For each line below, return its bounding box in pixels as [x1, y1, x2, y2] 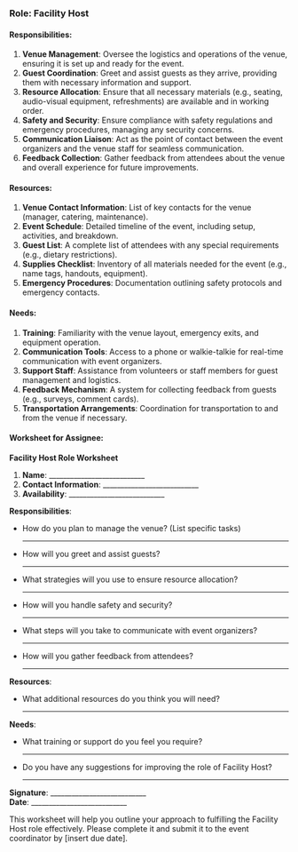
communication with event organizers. [21, 355, 162, 366]
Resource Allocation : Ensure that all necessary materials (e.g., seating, [21, 87, 283, 98]
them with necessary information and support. [21, 77, 192, 88]
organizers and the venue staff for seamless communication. [21, 143, 245, 154]
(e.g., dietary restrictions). [21, 250, 118, 260]
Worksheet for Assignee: [9, 433, 104, 443]
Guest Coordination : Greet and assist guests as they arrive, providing [21, 68, 278, 78]
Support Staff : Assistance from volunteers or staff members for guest [21, 365, 278, 376]
